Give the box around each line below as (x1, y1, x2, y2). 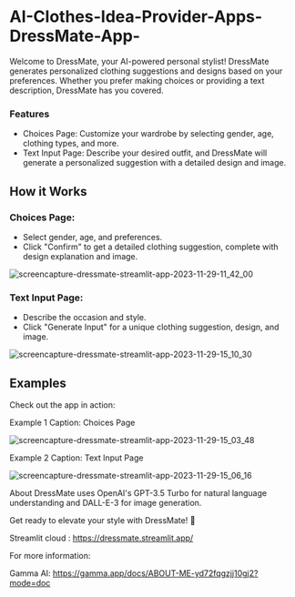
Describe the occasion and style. (22, 312, 147, 323)
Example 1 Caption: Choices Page (9, 417, 136, 429)
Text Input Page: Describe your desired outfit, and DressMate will (22, 147, 268, 158)
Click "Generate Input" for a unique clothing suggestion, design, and (22, 321, 280, 333)
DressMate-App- (9, 25, 141, 46)
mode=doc (9, 578, 51, 589)
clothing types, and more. (22, 138, 119, 149)
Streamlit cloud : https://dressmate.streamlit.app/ (9, 532, 194, 543)
